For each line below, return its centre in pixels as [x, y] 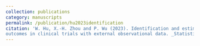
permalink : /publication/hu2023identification [64, 23]
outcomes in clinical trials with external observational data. [87, 34]
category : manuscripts [34, 17]
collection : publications [38, 12]
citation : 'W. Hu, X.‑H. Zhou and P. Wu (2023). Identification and [93, 28]
